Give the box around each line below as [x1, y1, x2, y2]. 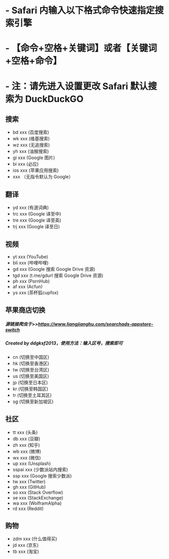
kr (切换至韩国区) [12, 386, 48, 392]
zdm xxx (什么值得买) [12, 536, 57, 542]
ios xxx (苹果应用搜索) [12, 167, 59, 173]
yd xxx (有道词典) [12, 204, 49, 211]
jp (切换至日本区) [12, 379, 48, 385]
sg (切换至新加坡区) [12, 398, 54, 405]
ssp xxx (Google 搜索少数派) [12, 473, 72, 479]
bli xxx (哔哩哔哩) [12, 260, 49, 266]
